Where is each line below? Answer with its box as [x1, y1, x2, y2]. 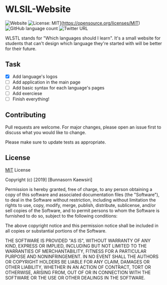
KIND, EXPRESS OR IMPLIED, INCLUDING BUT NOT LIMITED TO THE [5, 242, 147, 248]
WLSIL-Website [5, 3, 71, 15]
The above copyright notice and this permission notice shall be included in [5, 222, 158, 228]
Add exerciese [12, 90, 42, 96]
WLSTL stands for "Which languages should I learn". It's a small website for [5, 35, 161, 41]
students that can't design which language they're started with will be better [5, 40, 162, 46]
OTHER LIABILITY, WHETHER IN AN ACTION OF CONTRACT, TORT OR [5, 264, 151, 270]
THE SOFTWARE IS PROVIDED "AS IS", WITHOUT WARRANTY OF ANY [5, 237, 151, 243]
